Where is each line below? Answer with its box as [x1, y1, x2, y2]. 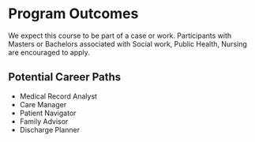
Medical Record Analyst [19, 92, 97, 101]
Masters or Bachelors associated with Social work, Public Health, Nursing [8, 39, 247, 48]
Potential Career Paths [8, 70, 122, 84]
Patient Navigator [19, 108, 77, 118]
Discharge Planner [19, 125, 81, 134]
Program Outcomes [8, 5, 139, 23]
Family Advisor [19, 116, 69, 126]
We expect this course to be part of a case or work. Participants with [8, 31, 232, 40]
